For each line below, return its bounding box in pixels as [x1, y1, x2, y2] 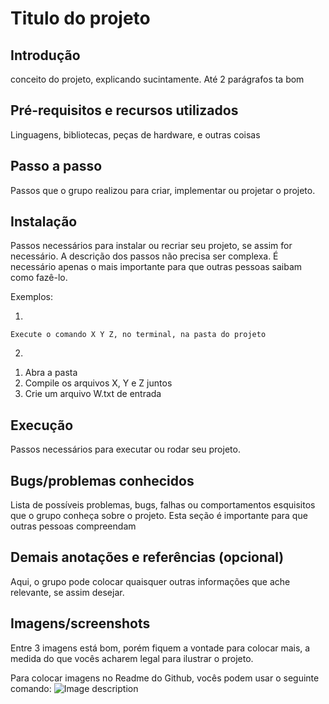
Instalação [10, 213, 78, 231]
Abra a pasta [24, 367, 78, 379]
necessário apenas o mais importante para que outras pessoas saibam [10, 261, 303, 273]
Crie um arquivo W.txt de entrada [24, 388, 162, 400]
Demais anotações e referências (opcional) [10, 549, 285, 566]
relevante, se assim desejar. [10, 586, 125, 598]
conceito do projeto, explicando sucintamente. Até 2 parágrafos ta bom [10, 73, 305, 85]
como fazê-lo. [10, 272, 68, 284]
